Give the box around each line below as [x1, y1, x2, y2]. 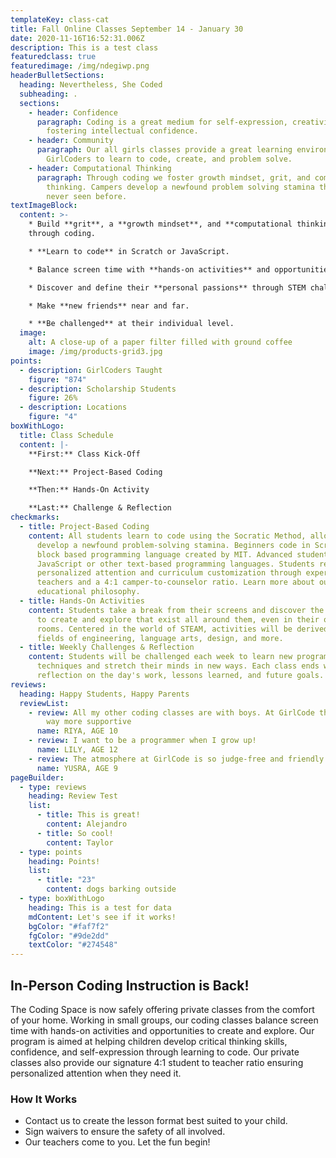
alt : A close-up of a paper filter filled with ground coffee [28, 337, 293, 348]
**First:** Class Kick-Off [28, 449, 141, 459]
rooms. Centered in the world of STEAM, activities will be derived [36, 624, 329, 634]
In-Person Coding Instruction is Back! [10, 977, 250, 994]
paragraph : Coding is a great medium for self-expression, [36, 117, 288, 127]
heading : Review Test [28, 791, 118, 801]
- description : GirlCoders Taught [19, 365, 163, 375]
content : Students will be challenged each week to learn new [28, 652, 293, 662]
